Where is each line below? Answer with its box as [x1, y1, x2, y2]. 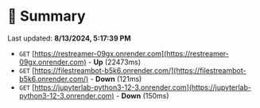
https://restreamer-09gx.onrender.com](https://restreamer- [34, 48, 230, 58]
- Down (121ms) [90, 74, 142, 83]
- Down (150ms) [115, 91, 169, 100]
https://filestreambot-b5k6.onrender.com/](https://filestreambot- [34, 65, 246, 75]
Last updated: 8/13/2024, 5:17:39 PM [7, 33, 131, 43]
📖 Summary [7, 7, 86, 25]
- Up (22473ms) [87, 57, 142, 67]
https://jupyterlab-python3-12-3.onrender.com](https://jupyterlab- [34, 83, 252, 92]
